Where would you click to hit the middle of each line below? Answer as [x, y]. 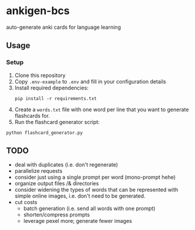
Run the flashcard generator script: [57, 122]
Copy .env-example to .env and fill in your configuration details [90, 81]
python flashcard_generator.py [44, 133]
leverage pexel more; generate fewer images [78, 221]
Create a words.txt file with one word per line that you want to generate [102, 109]
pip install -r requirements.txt [56, 98]
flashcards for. [32, 115]
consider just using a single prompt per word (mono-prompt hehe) [95, 177]
